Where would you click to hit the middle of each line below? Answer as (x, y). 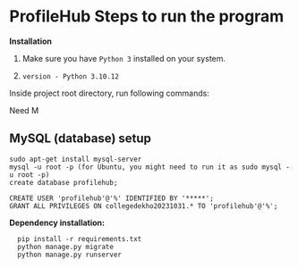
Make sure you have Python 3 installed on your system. (124, 58)
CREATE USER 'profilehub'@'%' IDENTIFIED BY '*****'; (112, 198)
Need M (24, 110)
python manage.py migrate (66, 247)
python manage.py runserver (70, 255)
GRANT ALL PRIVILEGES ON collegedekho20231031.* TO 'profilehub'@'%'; (144, 206)
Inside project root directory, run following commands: (110, 93)
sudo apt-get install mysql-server (76, 159)
